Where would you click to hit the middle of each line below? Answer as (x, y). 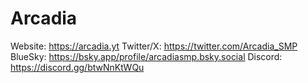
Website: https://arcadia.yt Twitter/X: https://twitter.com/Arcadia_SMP (154, 46)
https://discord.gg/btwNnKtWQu (77, 67)
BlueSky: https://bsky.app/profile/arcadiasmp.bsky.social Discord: (146, 56)
